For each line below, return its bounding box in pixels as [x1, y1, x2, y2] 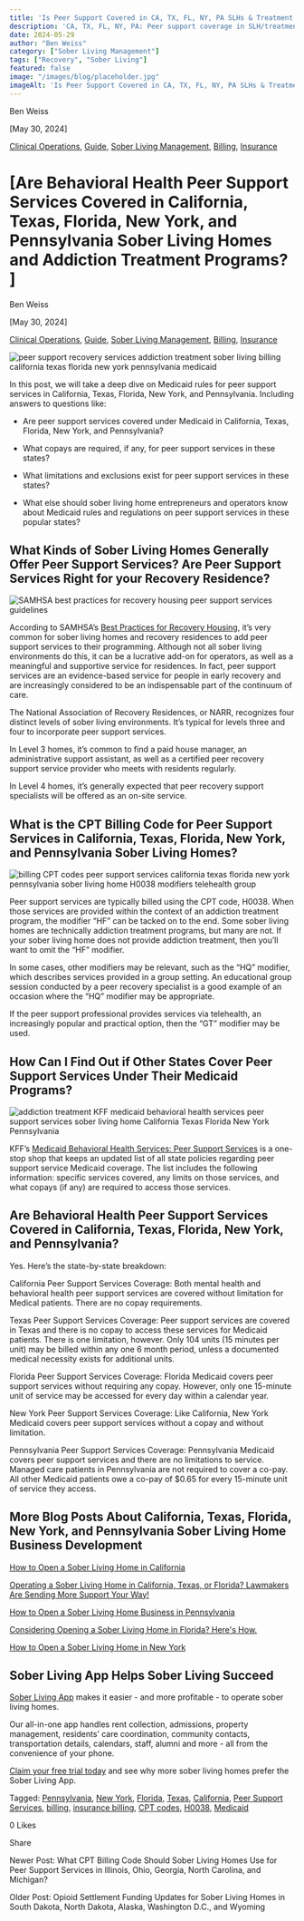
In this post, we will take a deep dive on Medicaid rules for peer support [9, 378, 277, 390]
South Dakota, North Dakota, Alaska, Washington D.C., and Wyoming [9, 1901, 265, 1913]
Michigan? [9, 1874, 48, 1886]
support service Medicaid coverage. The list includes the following [9, 1162, 258, 1173]
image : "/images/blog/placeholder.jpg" [9, 73, 160, 82]
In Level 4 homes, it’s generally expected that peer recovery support [9, 781, 264, 791]
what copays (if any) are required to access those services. [9, 1182, 231, 1192]
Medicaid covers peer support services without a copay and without [9, 1417, 264, 1428]
